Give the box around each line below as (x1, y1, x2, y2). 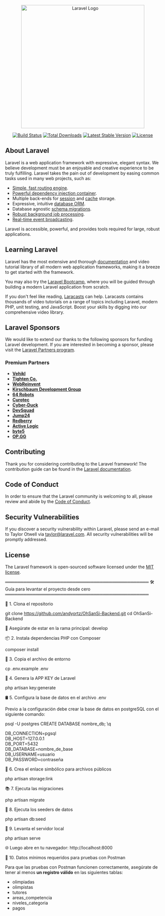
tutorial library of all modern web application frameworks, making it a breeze (5, 264, 160, 270)
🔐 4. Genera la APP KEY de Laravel (5, 675, 76, 681)
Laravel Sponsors (5, 324, 60, 332)
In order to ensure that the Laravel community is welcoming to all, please (5, 493, 153, 499)
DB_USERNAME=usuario (5, 751, 55, 757)
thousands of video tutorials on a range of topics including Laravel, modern (5, 298, 158, 304)
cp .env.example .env (5, 665, 48, 671)
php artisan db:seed (5, 816, 46, 822)
